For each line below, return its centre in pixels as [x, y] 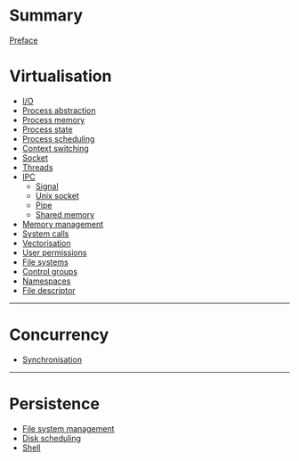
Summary [46, 16]
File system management [68, 428]
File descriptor [48, 290]
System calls [45, 234]
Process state [47, 129]
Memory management [63, 224]
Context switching [55, 148]
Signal [47, 186]
